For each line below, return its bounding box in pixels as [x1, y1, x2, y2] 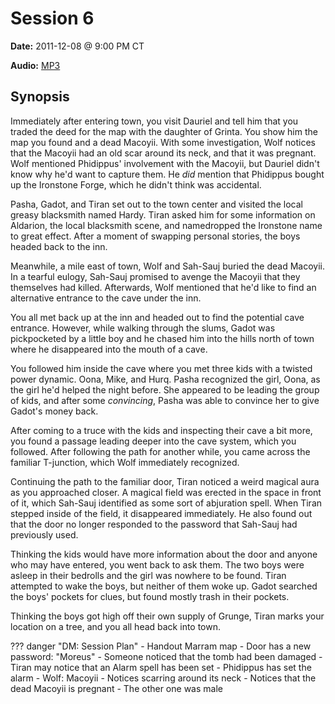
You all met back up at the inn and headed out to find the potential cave [10, 311, 305, 323]
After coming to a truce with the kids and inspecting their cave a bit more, [10, 424, 313, 436]
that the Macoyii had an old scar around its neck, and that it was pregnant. [10, 147, 317, 159]
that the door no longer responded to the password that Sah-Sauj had [10, 518, 298, 530]
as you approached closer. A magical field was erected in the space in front [10, 486, 322, 498]
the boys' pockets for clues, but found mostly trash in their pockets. [10, 590, 290, 602]
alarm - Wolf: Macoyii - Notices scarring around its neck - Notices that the [10, 672, 317, 684]
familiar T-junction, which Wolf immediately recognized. [10, 456, 240, 468]
